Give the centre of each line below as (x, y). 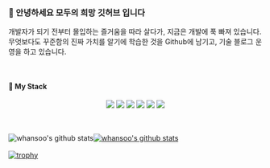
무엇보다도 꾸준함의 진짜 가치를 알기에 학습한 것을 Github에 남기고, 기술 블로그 (131, 42)
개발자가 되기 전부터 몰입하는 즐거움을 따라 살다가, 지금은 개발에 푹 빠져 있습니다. (135, 32)
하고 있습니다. (45, 52)
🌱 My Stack (28, 86)
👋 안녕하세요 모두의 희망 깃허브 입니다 (77, 12)
